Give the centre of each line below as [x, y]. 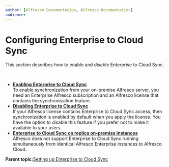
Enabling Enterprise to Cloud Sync [50, 85]
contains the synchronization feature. [52, 101]
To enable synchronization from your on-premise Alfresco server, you [86, 90]
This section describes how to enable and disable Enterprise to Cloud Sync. [85, 65]
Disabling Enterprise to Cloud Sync [50, 106]
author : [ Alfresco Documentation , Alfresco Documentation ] [69, 10]
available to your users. [37, 128]
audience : [16, 15]
